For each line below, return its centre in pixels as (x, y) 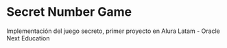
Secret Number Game (69, 12)
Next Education (28, 38)
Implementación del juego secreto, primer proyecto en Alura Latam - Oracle (113, 31)
